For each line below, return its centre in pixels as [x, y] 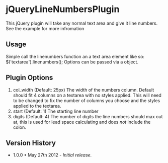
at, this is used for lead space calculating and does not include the [82, 122]
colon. [20, 127]
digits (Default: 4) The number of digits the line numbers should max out [88, 116]
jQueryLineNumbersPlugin [63, 9]
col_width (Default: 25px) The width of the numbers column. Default [83, 90]
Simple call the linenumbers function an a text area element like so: [75, 56]
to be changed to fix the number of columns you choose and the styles [87, 100]
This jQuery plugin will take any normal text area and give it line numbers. [82, 23]
